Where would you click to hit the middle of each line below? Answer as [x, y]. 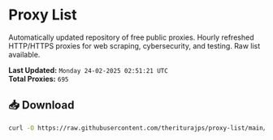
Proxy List [43, 15]
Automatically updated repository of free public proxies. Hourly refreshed [131, 37]
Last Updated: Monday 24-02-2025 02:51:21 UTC [88, 70]
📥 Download [41, 106]
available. [24, 54]
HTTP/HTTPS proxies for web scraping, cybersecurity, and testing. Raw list [134, 45]
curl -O [22, 128]
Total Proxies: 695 [39, 78]
